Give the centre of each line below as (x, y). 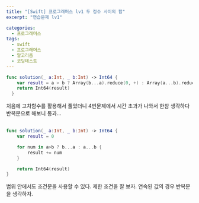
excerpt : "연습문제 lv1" (34, 17)
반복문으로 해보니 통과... (34, 113)
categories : (21, 28)
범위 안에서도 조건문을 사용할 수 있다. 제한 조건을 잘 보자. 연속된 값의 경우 (90, 186)
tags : (13, 39)
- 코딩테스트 (24, 61)
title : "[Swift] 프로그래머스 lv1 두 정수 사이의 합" (66, 12)
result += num (45, 153)
